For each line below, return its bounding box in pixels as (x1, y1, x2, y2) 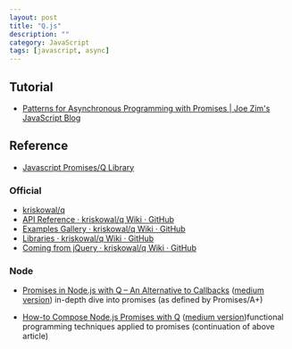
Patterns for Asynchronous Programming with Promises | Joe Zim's (21, 103, 271, 113)
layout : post (9, 12, 58, 22)
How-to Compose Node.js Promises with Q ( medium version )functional (21, 312, 284, 322)
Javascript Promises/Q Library (21, 162, 135, 172)
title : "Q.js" (9, 21, 63, 30)
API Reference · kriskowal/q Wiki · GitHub (21, 214, 175, 225)
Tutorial (9, 79, 54, 95)
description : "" (9, 29, 70, 38)
